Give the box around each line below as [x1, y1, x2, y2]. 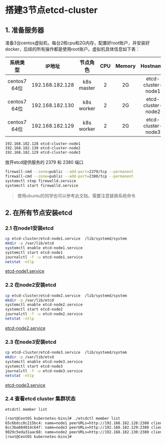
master [79, 85, 95, 91]
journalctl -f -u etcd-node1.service [5, 254, 83, 259]
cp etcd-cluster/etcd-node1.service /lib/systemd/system [5, 236, 127, 241]
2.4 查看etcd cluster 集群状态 [5, 395, 76, 402]
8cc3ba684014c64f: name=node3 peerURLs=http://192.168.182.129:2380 [5, 425, 149, 430]
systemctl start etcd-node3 [5, 364, 63, 369]
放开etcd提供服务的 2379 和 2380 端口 [5, 159, 84, 165]
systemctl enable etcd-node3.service [5, 359, 83, 365]
